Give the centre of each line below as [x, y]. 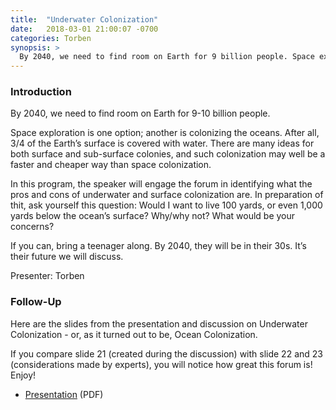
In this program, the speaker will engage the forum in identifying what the [161, 184]
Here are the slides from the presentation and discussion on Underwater [159, 323]
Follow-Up [36, 302]
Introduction [41, 92]
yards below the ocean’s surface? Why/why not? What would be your [153, 216]
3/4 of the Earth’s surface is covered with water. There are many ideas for [162, 143]
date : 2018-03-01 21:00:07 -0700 [84, 29]
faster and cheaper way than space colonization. [111, 165]
